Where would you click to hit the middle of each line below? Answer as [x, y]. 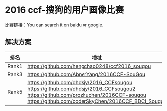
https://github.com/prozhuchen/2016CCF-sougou [87, 95]
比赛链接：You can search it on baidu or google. [54, 25]
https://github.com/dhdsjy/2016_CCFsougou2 [81, 89]
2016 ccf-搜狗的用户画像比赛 [65, 10]
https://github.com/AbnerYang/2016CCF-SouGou [86, 74]
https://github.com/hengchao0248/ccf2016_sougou [89, 66]
